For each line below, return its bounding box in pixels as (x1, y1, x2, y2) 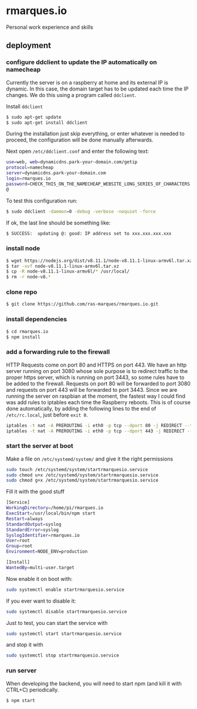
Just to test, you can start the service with (6, 619, 108, 626)
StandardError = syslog (6, 527, 59, 533)
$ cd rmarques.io (6, 328, 49, 334)
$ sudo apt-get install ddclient (6, 119, 88, 126)
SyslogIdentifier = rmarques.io (6, 532, 80, 538)
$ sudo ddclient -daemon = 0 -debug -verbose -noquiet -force (6, 209, 157, 214)
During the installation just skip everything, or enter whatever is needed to (6, 130, 185, 137)
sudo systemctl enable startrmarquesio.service (6, 586, 125, 593)
